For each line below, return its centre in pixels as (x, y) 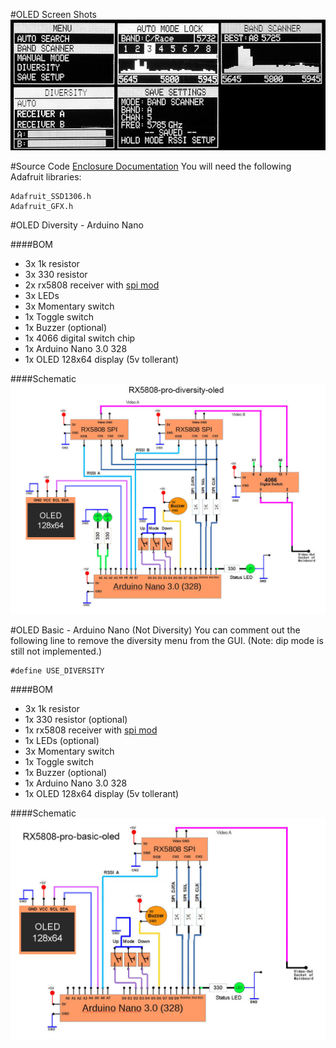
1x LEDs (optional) (62, 741)
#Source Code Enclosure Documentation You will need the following (151, 166)
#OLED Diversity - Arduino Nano (77, 225)
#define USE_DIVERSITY (57, 671)
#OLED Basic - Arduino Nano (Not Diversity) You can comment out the (155, 630)
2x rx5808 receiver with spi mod (92, 285)
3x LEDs (42, 296)
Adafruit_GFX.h (42, 207)
